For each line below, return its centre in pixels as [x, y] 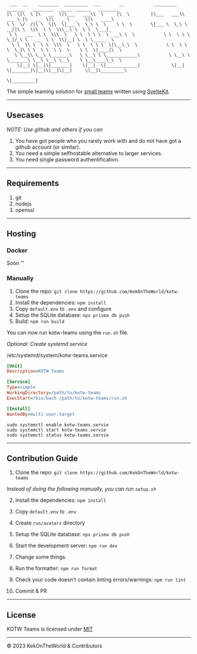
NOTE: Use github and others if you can [55, 129]
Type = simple [21, 388]
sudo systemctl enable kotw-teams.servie [58, 425]
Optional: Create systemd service [47, 344]
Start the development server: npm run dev [66, 546]
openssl [25, 210]
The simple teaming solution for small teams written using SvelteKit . [88, 91]
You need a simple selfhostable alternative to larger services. [89, 153]
